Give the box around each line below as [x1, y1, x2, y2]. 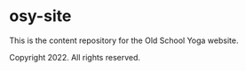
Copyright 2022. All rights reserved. [9, 52, 140, 62]
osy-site [9, 6, 72, 26]
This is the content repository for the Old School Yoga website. [9, 35, 239, 46]
